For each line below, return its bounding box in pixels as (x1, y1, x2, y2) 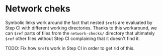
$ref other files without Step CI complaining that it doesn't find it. (5, 35, 140, 41)
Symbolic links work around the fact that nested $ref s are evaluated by (5, 19, 152, 25)
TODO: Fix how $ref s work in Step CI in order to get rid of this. (5, 45, 135, 51)
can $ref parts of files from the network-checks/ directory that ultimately (5, 30, 155, 36)
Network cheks (5, 3, 70, 14)
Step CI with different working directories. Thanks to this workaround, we (5, 24, 157, 30)
